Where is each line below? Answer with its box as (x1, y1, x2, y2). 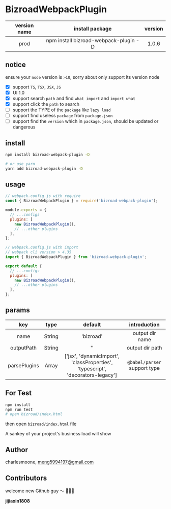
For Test (5, 389, 32, 397)
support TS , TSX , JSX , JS (12, 84, 61, 90)
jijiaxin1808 (5, 498, 31, 504)
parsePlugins (8, 362, 39, 369)
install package (73, 25, 112, 32)
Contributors (5, 473, 47, 482)
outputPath (10, 344, 37, 351)
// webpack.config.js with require (5, 194, 81, 199)
